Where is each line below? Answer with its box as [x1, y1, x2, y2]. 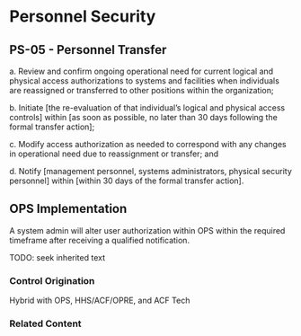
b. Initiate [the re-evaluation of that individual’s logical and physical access [9, 102, 286, 113]
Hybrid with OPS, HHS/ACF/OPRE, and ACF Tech [9, 295, 190, 306]
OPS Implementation [9, 201, 128, 217]
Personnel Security [9, 6, 156, 27]
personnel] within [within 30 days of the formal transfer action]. [9, 175, 244, 186]
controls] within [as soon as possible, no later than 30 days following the [9, 112, 279, 122]
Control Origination [9, 274, 95, 287]
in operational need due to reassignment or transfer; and [9, 148, 219, 159]
